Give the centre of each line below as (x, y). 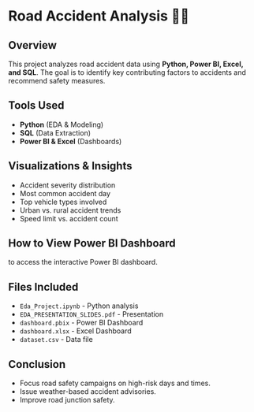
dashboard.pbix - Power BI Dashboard (81, 323)
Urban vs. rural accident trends (70, 210)
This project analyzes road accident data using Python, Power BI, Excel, (126, 64)
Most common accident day (65, 193)
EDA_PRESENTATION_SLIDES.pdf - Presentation (92, 314)
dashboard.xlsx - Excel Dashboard (75, 331)
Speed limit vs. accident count (69, 218)
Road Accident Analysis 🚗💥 (99, 16)
